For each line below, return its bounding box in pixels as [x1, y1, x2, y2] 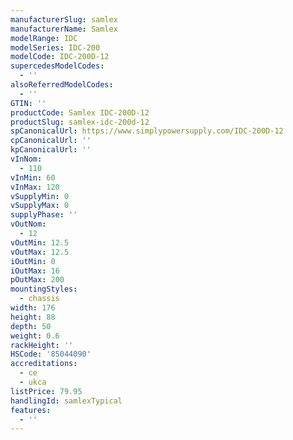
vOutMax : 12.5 [10, 247, 70, 257]
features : [10, 405, 52, 415]
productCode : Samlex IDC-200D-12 [10, 107, 150, 118]
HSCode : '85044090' [10, 349, 92, 360]
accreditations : [10, 359, 78, 369]
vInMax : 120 [10, 182, 60, 192]
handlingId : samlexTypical [10, 396, 123, 406]
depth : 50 [10, 321, 52, 331]
